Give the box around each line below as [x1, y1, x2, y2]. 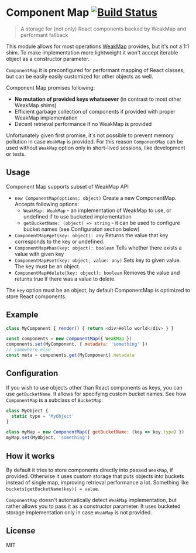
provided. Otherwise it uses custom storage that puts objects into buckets [6, 472, 184, 480]
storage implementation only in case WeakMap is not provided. [6, 508, 152, 516]
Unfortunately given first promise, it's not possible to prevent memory [6, 132, 174, 139]
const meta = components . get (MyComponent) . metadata [6, 352, 135, 359]
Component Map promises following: [6, 84, 95, 91]
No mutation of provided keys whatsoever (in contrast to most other [14, 95, 182, 103]
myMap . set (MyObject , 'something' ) [6, 435, 91, 441]
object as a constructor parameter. [6, 55, 90, 62]
